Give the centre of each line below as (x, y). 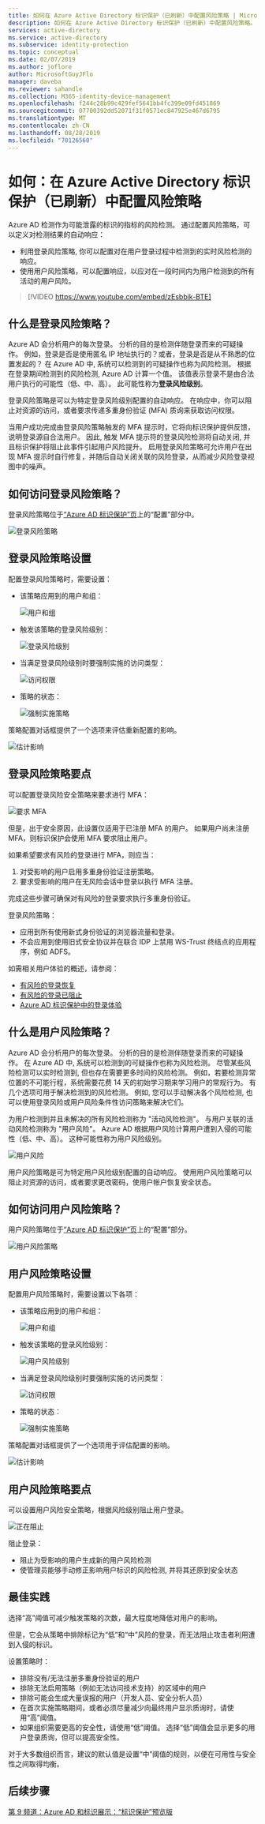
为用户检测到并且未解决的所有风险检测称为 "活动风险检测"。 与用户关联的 (127, 1119)
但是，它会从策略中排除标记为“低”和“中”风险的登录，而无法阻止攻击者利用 (128, 1634)
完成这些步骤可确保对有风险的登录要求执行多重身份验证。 (101, 898)
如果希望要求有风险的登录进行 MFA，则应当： (82, 854)
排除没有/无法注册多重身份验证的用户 (80, 1678)
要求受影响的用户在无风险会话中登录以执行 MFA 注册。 (108, 881)
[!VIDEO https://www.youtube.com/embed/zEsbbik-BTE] (119, 297)
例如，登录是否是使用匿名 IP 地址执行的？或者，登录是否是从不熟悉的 (136, 354)
